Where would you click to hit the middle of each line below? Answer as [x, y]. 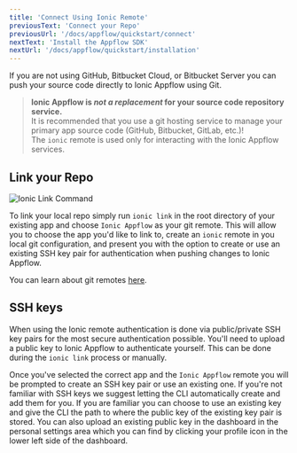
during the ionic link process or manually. [88, 357]
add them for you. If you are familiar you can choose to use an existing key [145, 402]
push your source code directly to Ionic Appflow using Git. [115, 85]
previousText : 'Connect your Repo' [75, 26]
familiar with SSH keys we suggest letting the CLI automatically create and [145, 393]
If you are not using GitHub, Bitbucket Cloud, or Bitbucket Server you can [143, 75]
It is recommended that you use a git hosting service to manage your [156, 121]
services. [47, 149]
